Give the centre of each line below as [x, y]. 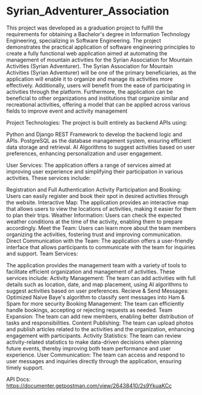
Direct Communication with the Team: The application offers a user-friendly [100, 241]
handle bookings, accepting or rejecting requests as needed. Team [90, 310]
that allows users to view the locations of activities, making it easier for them [101, 208]
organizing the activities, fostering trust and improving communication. [94, 234]
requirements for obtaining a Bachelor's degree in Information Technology [98, 34]
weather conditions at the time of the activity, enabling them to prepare [94, 222]
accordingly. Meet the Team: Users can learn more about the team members [101, 228]
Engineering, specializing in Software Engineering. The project [84, 40]
